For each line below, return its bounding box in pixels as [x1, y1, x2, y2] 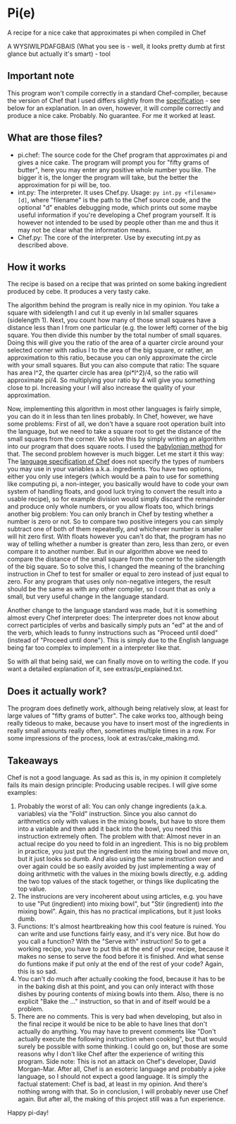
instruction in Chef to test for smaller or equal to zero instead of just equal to [7, 570, 229, 579]
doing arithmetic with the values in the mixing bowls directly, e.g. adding [17, 870, 228, 877]
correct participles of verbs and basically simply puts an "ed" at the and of [7, 621, 224, 629]
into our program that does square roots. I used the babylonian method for [7, 442, 223, 451]
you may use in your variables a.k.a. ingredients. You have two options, [7, 465, 213, 473]
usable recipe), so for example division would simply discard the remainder [7, 495, 225, 503]
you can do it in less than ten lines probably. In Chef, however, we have [7, 412, 213, 421]
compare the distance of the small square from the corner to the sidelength [7, 555, 226, 563]
